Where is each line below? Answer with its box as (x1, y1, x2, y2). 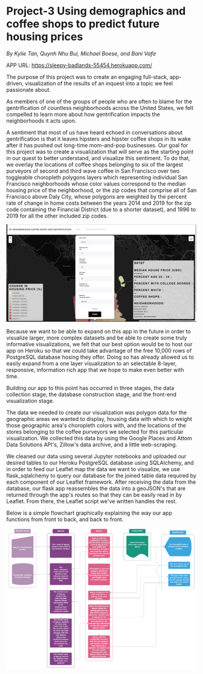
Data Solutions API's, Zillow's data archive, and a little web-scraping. (6, 441, 178, 448)
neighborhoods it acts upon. (6, 117, 77, 124)
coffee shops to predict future (6, 17, 160, 31)
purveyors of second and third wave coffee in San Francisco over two (6, 167, 180, 175)
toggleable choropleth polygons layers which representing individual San (6, 173, 188, 181)
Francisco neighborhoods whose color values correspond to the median (6, 180, 186, 187)
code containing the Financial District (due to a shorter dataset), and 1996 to (6, 205, 196, 213)
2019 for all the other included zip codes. (6, 212, 108, 219)
